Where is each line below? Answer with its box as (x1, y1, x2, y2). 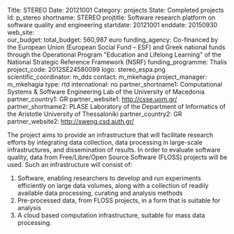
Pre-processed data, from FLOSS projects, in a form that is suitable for (17, 196, 221, 205)
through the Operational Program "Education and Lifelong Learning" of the (7, 50, 221, 59)
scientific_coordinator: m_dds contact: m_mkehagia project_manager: (7, 73, 207, 81)
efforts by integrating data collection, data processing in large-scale (7, 138, 203, 146)
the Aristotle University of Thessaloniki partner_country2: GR (7, 110, 182, 118)
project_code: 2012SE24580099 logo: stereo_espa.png (7, 66, 166, 73)
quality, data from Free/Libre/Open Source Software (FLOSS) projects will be (7, 153, 228, 161)
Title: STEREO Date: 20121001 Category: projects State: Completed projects (7, 6, 225, 14)
